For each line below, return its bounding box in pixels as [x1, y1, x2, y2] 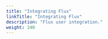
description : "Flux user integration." [6, 19, 103, 25]
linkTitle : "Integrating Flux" [6, 14, 82, 19]
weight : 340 [6, 24, 35, 30]
